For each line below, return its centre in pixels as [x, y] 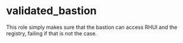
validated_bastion [51, 11]
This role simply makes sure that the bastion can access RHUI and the [92, 27]
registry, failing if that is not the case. [51, 33]
